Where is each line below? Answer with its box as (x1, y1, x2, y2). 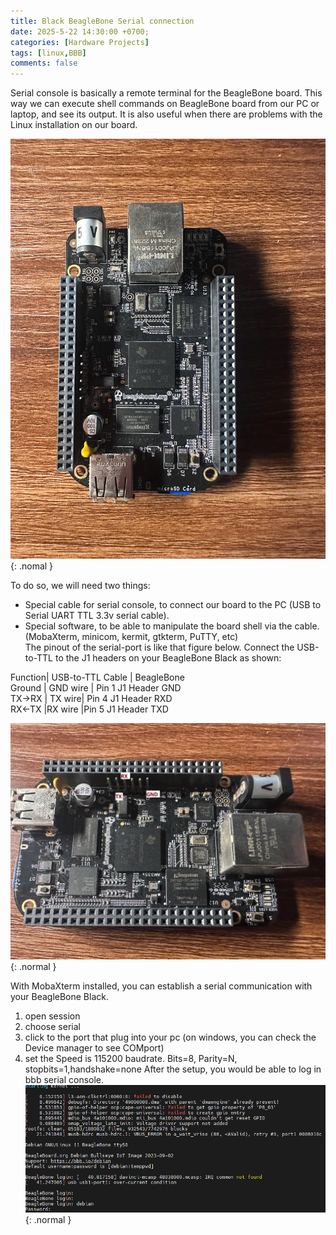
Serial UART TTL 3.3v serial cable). (24, 610, 170, 622)
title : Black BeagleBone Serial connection (10, 16, 195, 26)
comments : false (10, 58, 78, 69)
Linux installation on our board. (10, 119, 138, 131)
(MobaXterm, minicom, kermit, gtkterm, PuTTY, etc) (24, 631, 239, 643)
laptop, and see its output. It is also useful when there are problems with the (10, 108, 323, 120)
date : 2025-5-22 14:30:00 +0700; (10, 26, 150, 37)
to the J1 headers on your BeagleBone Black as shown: (54, 652, 282, 664)
